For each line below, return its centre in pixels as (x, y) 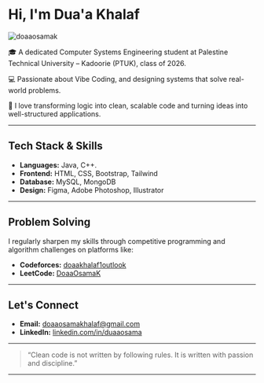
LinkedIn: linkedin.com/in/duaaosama (81, 333)
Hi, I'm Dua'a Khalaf (74, 15)
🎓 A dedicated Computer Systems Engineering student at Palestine (118, 52)
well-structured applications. (55, 114)
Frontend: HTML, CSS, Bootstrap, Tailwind (89, 173)
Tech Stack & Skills (56, 146)
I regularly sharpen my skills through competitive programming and (117, 241)
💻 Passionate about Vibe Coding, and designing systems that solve (118, 79)
